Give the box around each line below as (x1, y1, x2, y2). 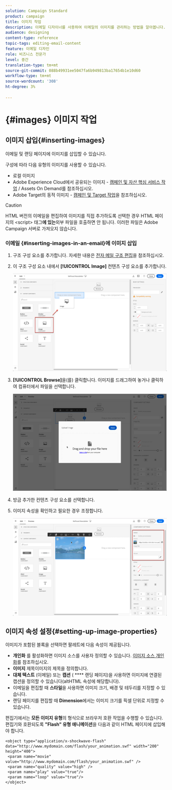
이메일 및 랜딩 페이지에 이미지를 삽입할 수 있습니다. (5, 151, 106, 157)
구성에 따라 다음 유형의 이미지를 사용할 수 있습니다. (5, 161, 106, 168)
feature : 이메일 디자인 (5, 46, 50, 51)
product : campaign (5, 13, 45, 19)
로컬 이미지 (12, 172, 35, 178)
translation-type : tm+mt (5, 62, 58, 68)
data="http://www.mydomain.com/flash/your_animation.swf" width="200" (5, 744, 159, 749)
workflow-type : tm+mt (5, 74, 52, 79)
